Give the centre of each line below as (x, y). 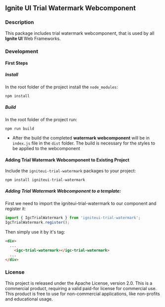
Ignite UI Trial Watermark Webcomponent (71, 8)
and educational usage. (29, 299)
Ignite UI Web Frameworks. (33, 38)
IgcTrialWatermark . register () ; (37, 223)
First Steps (17, 63)
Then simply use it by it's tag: (35, 232)
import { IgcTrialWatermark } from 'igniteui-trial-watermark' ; (73, 218)
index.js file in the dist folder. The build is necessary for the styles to (83, 143)
